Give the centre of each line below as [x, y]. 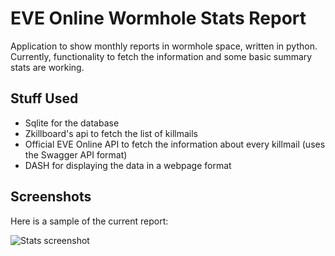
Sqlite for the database [72, 123]
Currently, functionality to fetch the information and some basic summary [161, 56]
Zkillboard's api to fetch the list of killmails [111, 133]
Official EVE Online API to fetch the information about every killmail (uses [175, 144]
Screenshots [51, 197]
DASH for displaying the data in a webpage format [128, 165]
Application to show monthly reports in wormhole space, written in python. [164, 46]
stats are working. [47, 67]
